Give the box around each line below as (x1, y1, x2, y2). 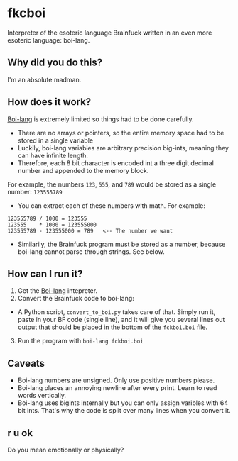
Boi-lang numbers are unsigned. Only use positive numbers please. (17, 376, 215, 384)
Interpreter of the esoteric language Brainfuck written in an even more (7, 28, 212, 37)
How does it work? (7, 96, 92, 108)
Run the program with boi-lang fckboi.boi (17, 337, 144, 345)
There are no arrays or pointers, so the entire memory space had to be (17, 128, 225, 137)
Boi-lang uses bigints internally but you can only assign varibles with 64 (17, 399, 229, 407)
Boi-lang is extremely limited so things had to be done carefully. (7, 115, 194, 123)
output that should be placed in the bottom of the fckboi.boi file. (17, 323, 208, 331)
